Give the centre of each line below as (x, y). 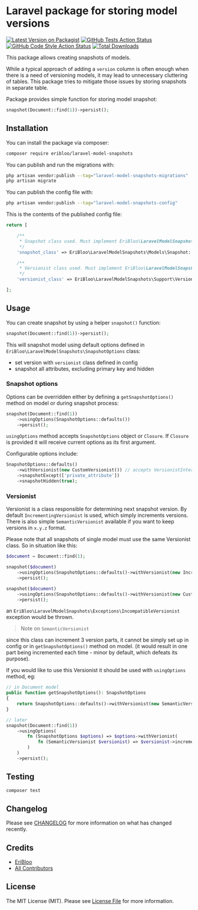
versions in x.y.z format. (36, 528)
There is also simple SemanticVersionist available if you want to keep (90, 522)
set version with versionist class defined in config (76, 362)
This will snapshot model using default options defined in (75, 345)
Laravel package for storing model (92, 11)
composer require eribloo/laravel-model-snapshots (70, 153)
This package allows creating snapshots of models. (69, 57)
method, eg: (21, 676)
